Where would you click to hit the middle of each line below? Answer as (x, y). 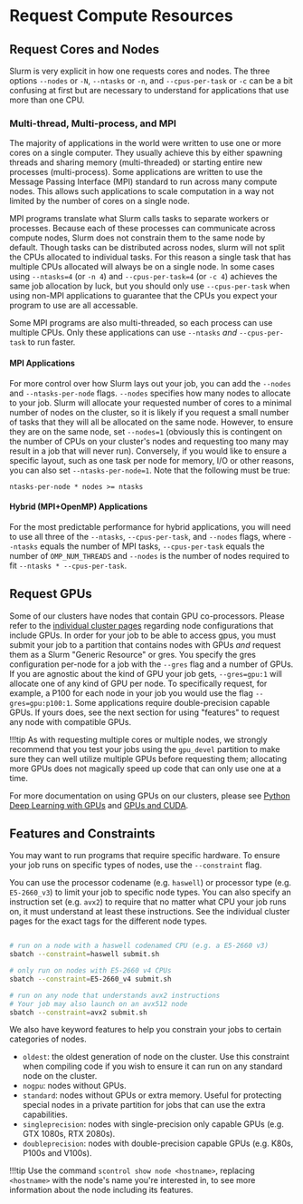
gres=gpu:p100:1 (40, 703)
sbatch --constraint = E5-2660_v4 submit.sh (90, 979)
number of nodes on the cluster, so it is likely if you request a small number (149, 412)
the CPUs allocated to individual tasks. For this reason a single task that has (150, 257)
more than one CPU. (47, 100)
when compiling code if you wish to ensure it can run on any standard (152, 1066)
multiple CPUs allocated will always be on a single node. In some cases (142, 267)
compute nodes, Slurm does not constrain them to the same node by (137, 238)
